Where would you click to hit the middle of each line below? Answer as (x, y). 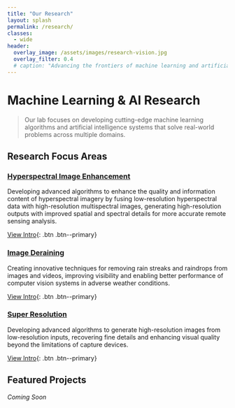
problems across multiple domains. (75, 134)
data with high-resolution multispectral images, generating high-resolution (114, 206)
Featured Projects (47, 380)
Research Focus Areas (57, 156)
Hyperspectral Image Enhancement (69, 176)
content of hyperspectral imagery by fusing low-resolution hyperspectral (112, 199)
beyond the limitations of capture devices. (68, 344)
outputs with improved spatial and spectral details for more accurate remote (116, 214)
